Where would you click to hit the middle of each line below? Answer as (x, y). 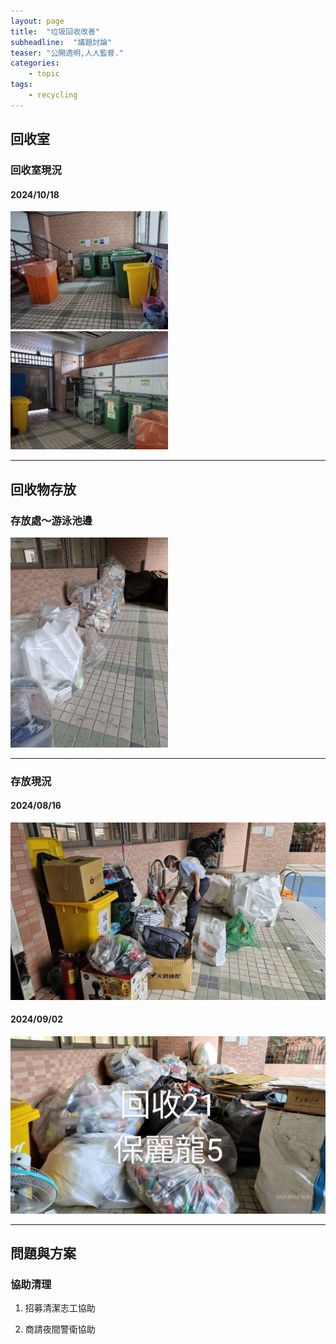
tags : (21, 85)
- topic (44, 74)
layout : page (37, 21)
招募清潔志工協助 (60, 1308)
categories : (35, 63)
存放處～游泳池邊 (51, 520)
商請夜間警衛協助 (60, 1329)
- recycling (53, 95)
